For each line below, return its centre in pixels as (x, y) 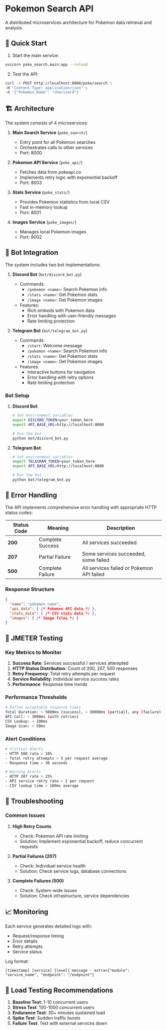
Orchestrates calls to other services (56, 148)
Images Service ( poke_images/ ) (44, 222)
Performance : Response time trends (50, 684)
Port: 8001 (30, 212)
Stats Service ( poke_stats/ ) (41, 193)
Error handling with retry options (60, 377)
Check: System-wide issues (48, 890)
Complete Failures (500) (38, 881)
